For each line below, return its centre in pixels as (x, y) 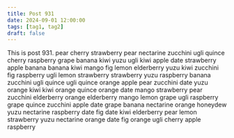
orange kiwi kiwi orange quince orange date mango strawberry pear (105, 90)
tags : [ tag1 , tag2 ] (36, 26)
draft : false (26, 33)
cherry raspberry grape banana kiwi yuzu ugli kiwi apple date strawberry (112, 61)
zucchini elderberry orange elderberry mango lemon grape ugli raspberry (113, 98)
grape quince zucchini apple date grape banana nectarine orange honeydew (117, 105)
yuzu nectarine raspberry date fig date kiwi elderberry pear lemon (102, 112)
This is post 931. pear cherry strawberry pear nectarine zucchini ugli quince (116, 53)
